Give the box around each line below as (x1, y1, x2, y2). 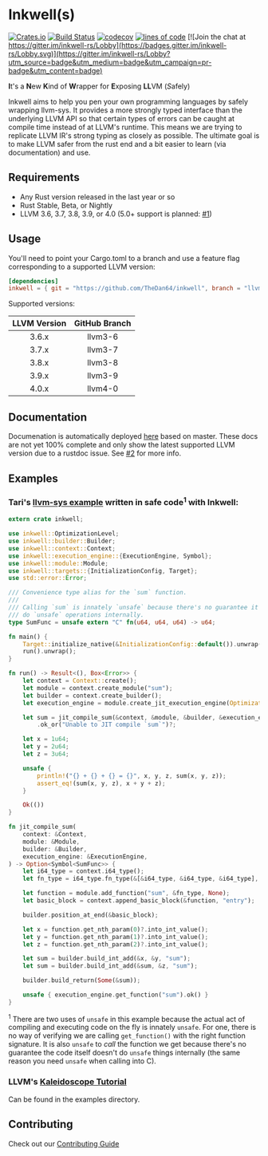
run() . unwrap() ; (22, 648, 77, 656)
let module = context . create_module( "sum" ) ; (22, 684, 173, 692)
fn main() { (8, 633, 48, 641)
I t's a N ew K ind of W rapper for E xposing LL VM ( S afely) (8, 81, 191, 91)
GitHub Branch (74, 318, 132, 329)
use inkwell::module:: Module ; (8, 559, 109, 567)
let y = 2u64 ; (22, 743, 69, 751)
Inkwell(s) (8, 6, 76, 24)
